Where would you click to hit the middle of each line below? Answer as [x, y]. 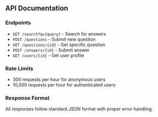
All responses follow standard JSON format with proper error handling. [79, 109]
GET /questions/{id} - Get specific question [59, 45]
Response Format [27, 98]
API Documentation [37, 8]
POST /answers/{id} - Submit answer [51, 50]
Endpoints [18, 23]
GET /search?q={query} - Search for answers [59, 34]
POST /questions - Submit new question [54, 39]
